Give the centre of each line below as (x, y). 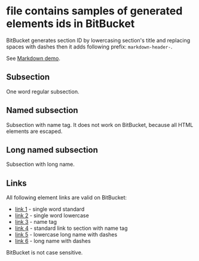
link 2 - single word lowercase (52, 216)
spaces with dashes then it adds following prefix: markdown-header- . (89, 47)
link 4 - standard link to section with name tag (71, 228)
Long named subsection (52, 150)
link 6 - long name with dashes (53, 241)
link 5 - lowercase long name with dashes (66, 235)
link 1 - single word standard (50, 209)
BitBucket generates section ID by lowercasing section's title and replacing (98, 40)
